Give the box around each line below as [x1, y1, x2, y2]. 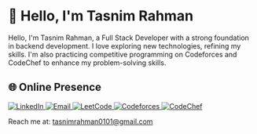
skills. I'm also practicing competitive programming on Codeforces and [8, 49, 237, 59]
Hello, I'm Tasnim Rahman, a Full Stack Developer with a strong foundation [8, 33, 250, 42]
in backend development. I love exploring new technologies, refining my [8, 41, 241, 50]
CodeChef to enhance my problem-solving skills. [8, 58, 167, 67]
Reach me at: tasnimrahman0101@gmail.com [8, 117, 153, 126]
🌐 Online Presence [8, 81, 102, 94]
